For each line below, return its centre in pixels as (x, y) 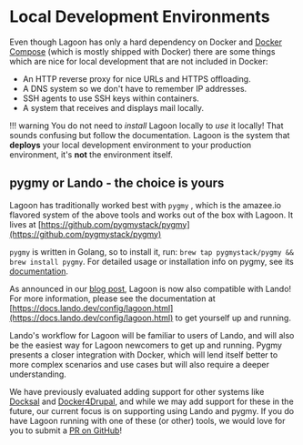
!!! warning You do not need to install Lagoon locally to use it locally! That (146, 126)
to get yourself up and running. (233, 318)
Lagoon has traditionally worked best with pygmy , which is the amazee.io (146, 205)
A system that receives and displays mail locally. (113, 107)
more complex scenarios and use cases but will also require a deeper (140, 364)
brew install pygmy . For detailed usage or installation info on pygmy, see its (151, 261)
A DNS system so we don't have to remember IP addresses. (135, 88)
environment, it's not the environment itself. (91, 154)
